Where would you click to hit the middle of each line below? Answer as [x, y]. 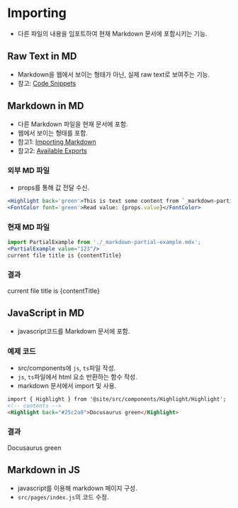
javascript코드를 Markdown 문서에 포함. [74, 331]
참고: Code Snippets [47, 83]
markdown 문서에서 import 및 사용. [67, 385]
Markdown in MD [46, 106]
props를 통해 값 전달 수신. [53, 187]
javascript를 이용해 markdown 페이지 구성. [77, 488]
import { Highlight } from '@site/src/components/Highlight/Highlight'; [117, 399]
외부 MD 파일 [29, 170]
